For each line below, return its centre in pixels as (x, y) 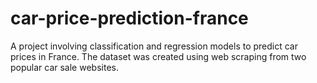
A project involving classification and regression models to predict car (154, 46)
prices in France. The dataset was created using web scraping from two (158, 56)
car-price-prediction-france (129, 18)
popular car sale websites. (64, 67)
